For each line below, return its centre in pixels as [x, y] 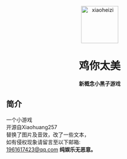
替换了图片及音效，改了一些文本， [48, 135]
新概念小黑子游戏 [100, 83]
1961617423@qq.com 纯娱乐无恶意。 [51, 149]
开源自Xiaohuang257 [32, 127]
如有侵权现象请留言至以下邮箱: [44, 142]
